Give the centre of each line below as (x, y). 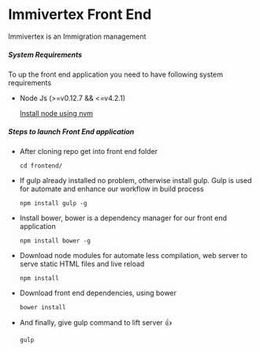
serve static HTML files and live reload (82, 264)
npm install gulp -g (53, 203)
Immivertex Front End (80, 15)
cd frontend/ (41, 166)
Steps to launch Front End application (71, 131)
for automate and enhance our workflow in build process (111, 189)
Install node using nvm (56, 113)
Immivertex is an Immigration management (77, 36)
